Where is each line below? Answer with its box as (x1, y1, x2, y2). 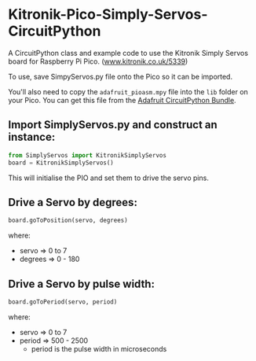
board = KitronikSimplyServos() (8, 159, 114, 167)
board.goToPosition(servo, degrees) (8, 216, 128, 225)
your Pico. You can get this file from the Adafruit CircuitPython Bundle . (8, 95, 237, 105)
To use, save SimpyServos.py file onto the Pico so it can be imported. (8, 72, 233, 81)
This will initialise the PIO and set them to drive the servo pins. (8, 173, 210, 182)
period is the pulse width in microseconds (31, 344, 167, 353)
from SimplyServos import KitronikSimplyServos (8, 151, 167, 159)
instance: (8, 131, 56, 144)
